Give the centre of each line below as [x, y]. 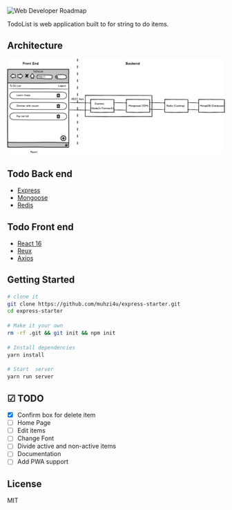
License [25, 484]
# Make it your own [35, 326]
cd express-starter [35, 311]
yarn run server [30, 377]
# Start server [30, 370]
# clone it [23, 296]
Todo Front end [40, 227]
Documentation [39, 454]
